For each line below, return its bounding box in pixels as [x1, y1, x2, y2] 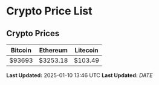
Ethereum [39, 46, 68, 54]
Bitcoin [10, 46, 32, 54]
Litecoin [74, 46, 99, 54]
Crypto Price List [6, 4, 92, 18]
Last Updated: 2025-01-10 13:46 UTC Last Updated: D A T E [6, 72, 153, 79]
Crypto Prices [6, 28, 60, 39]
